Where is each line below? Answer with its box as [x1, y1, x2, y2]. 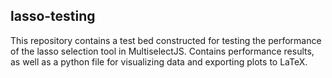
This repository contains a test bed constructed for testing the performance [10, 34, 322, 46]
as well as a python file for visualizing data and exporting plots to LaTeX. [10, 55, 308, 68]
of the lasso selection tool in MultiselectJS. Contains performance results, [10, 45, 315, 57]
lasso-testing [10, 8, 96, 25]
